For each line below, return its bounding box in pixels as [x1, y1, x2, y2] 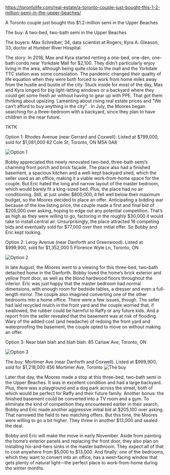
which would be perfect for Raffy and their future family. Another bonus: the [5, 390, 164, 396]
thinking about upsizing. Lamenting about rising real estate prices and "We [5, 98, 161, 104]
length [5, 291, 19, 297]
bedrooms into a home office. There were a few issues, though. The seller [5, 297, 160, 302]
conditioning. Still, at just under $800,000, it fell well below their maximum [5, 191, 160, 198]
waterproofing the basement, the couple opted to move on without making [5, 324, 161, 330]
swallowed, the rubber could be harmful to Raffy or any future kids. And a [5, 308, 159, 314]
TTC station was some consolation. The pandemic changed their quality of [5, 71, 161, 77]
